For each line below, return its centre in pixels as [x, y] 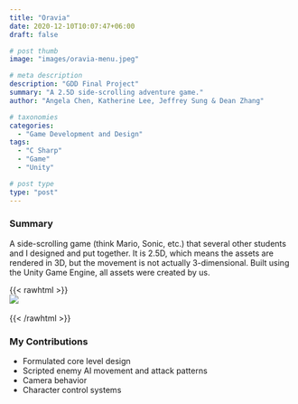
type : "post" [34, 192]
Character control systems [72, 390]
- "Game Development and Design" [80, 134]
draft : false [34, 34]
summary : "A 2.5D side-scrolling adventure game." [107, 92]
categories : [32, 126]
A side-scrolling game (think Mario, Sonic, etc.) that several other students [148, 243]
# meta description [46, 76]
